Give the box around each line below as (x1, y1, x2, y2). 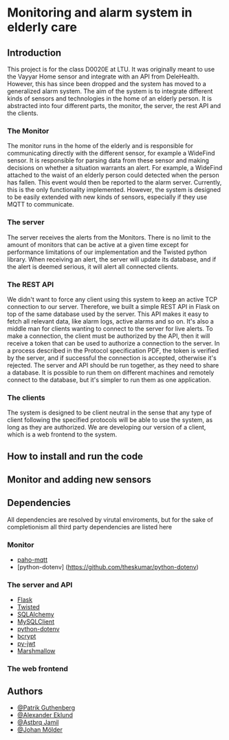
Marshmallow (17, 647, 56, 655)
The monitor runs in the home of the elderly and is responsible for (7, 142, 194, 150)
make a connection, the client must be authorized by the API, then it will (7, 332, 210, 340)
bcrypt (17, 632, 36, 641)
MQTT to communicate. (7, 200, 74, 209)
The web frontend (7, 664, 69, 674)
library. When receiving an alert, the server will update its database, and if (7, 255, 217, 263)
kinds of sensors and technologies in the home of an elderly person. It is (7, 94, 212, 103)
